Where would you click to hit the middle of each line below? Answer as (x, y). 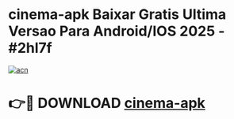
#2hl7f (31, 48)
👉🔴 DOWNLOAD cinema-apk (107, 103)
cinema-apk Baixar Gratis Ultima (117, 15)
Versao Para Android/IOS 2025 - (117, 31)
